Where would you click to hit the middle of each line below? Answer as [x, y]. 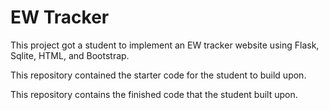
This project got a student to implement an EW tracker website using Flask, [165, 45]
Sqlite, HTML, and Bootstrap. [70, 55]
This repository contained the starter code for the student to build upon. [158, 75]
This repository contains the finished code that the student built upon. [154, 94]
